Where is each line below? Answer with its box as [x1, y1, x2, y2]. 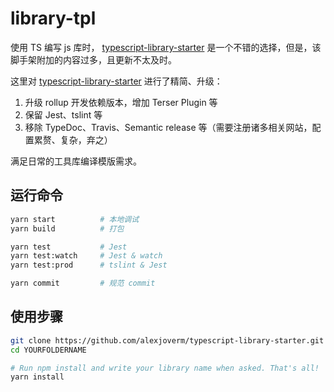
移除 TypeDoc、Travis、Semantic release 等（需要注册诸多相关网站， [24, 121, 313, 133]
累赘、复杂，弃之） [33, 133, 113, 146]
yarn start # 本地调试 [10, 214, 140, 224]
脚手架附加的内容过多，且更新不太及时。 [10, 53, 177, 66]
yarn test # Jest [10, 242, 128, 252]
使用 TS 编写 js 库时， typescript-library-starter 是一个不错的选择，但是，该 [10, 41, 322, 53]
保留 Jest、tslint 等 [24, 108, 103, 121]
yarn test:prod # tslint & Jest [10, 260, 168, 271]
